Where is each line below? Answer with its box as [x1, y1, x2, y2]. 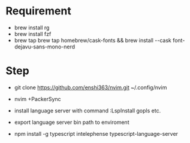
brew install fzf [14, 30, 52, 37]
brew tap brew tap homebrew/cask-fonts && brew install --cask [14, 36, 171, 44]
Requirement [5, 4, 71, 18]
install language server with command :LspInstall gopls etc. [14, 107, 161, 114]
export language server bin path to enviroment [14, 118, 129, 126]
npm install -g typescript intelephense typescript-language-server [14, 130, 178, 137]
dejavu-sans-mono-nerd [14, 43, 76, 50]
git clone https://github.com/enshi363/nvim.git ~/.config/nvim [14, 84, 167, 91]
